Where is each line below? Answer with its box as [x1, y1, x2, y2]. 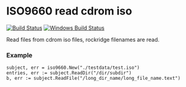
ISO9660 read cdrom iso [6, 4, 133, 18]
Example [6, 51, 33, 59]
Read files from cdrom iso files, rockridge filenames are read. [6, 36, 160, 43]
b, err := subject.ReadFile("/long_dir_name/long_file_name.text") [6, 76, 181, 82]
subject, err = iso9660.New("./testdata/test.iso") [6, 65, 140, 71]
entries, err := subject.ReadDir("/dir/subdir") [6, 70, 132, 76]
